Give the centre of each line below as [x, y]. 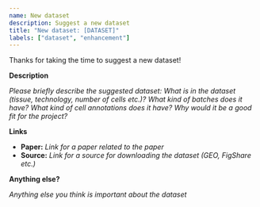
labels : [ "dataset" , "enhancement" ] [69, 38]
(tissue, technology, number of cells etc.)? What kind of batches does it [126, 99]
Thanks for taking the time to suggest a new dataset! [95, 60]
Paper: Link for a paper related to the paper [92, 147]
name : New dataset [39, 15]
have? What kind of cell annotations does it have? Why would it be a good [130, 108]
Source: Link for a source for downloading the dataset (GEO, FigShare [136, 155]
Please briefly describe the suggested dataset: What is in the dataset [122, 91]
